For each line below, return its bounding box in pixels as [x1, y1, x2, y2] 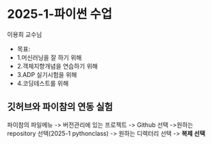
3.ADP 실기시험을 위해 [16, 70, 77, 79]
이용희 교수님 [7, 30, 42, 38]
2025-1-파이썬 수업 [7, 6, 113, 22]
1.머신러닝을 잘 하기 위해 [16, 53, 82, 62]
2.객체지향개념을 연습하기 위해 [16, 62, 98, 70]
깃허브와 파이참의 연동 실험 [7, 101, 113, 113]
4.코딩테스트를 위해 [16, 79, 69, 87]
